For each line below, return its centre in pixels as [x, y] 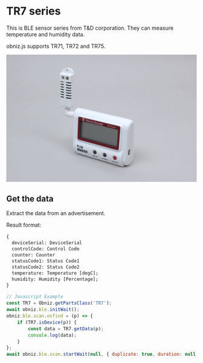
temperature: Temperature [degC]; [55, 273]
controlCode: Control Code [46, 249]
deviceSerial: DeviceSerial [47, 243]
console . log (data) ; [53, 335]
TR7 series [34, 11]
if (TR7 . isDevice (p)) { [47, 322]
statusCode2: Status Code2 [46, 267]
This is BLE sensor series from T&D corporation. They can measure [90, 28]
